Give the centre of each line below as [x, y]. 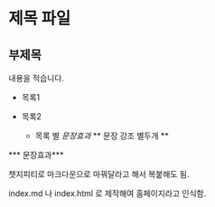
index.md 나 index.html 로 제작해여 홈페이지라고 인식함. [107, 193]
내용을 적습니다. [37, 78]
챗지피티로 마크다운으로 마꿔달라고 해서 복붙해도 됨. [99, 174]
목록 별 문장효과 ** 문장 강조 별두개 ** [102, 136]
